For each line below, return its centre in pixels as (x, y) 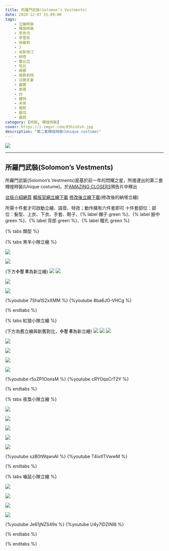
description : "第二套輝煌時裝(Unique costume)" (53, 131)
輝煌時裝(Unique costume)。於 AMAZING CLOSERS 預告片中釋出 (71, 187)
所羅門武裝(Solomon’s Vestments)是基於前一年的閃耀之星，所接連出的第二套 (84, 180)
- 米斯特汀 (24, 52)
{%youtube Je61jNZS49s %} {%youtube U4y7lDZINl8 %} (65, 524)
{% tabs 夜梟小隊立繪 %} (31, 399)
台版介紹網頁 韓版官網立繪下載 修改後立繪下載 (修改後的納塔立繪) (72, 197)
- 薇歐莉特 (24, 75)
